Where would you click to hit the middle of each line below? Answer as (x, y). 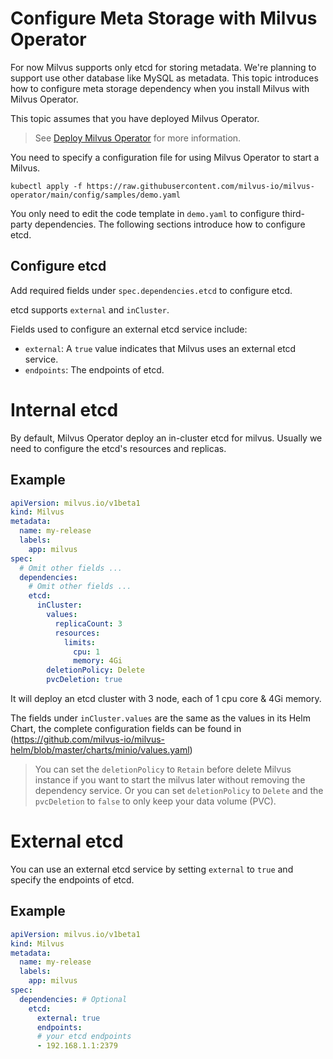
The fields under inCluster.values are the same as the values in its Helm (160, 718)
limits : (80, 642)
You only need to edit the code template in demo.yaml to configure (145, 213)
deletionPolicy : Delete (95, 670)
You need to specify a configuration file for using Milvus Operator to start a (165, 157)
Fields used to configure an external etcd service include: (129, 329)
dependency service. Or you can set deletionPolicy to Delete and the (179, 790)
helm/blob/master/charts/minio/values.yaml (100, 750)
